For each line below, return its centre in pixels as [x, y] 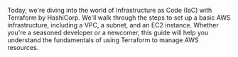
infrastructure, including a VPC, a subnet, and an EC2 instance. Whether [113, 25]
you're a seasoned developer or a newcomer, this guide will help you [108, 32]
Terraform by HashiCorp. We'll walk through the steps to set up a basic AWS [119, 18]
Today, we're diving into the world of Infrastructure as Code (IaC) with [110, 10]
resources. [23, 47]
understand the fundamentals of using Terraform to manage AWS [103, 40]
